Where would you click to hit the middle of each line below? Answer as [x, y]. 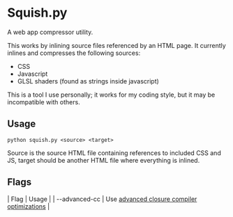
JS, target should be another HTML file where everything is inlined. [104, 160]
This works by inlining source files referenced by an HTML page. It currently [117, 45]
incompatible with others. [44, 102]
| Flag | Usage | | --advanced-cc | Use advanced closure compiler [102, 199]
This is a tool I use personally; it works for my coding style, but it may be [111, 95]
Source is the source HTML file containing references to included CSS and [114, 153]
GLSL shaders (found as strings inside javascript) [88, 81]
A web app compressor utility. [50, 32]
